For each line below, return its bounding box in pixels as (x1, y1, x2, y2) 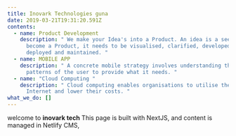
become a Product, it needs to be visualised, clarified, (25, 43, 199, 50)
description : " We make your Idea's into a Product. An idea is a (20, 36, 218, 43)
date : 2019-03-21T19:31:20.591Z (7, 17, 102, 24)
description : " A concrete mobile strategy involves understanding (20, 62, 221, 69)
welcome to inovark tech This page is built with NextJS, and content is (7, 114, 213, 122)
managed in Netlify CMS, (7, 121, 80, 129)
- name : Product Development (13, 29, 99, 37)
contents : (7, 23, 37, 30)
